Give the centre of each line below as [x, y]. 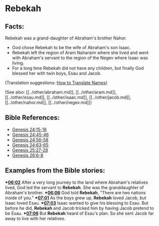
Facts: [15, 26]
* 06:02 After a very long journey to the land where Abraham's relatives [77, 182]
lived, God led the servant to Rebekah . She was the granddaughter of [74, 187]
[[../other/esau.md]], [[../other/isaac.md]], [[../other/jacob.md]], [68, 97]
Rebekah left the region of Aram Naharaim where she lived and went [80, 52]
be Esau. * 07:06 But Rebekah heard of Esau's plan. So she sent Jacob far [79, 213]
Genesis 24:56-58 [30, 139]
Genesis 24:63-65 [30, 145]
